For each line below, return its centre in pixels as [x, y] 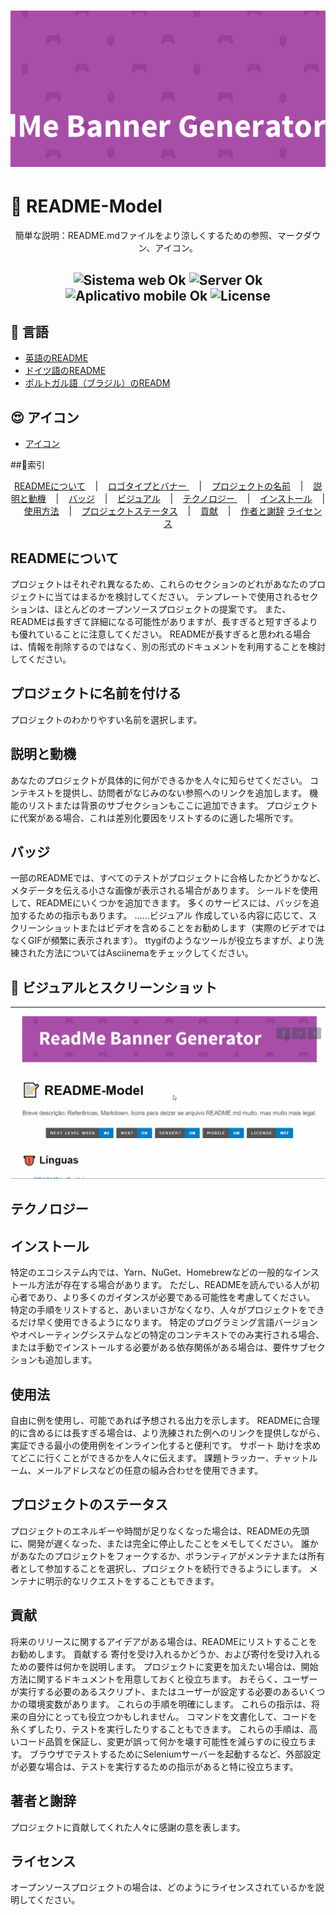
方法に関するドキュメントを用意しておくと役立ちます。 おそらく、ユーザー [164, 1679]
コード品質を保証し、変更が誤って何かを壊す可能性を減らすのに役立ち [163, 1741]
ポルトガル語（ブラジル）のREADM [97, 383]
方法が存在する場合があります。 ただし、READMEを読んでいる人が [174, 1285]
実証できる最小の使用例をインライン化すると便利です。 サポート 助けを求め [166, 1446]
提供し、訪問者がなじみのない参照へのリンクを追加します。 [185, 792]
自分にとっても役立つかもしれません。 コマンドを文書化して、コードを [172, 1716]
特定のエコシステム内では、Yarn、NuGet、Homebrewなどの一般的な [151, 1272]
